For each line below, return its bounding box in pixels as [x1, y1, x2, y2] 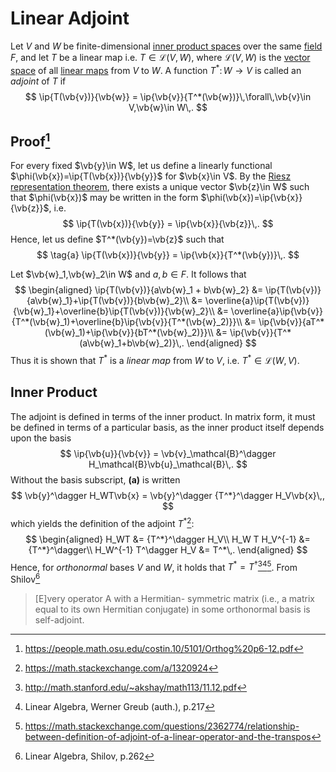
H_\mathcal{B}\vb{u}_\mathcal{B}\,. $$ [88, 458, 248, 470]
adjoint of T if [10, 75, 67, 87]
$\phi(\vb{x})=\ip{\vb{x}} [200, 192, 303, 204]
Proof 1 [10, 130, 51, 150]
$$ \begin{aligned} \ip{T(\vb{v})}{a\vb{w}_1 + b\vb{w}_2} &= [14, 284, 264, 296]
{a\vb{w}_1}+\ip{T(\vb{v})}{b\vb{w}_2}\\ [26, 295, 190, 307]
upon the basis [10, 432, 72, 444]
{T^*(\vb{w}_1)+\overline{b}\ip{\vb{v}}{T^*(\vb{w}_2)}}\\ [11, 316, 243, 328]
